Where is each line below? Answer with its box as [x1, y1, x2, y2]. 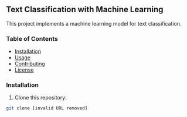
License [14, 66, 34, 73]
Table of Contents [6, 34, 59, 42]
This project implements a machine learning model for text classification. [6, 20, 182, 27]
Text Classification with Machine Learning [6, 5, 164, 15]
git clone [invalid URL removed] [6, 105, 88, 111]
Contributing [14, 61, 45, 68]
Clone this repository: [14, 94, 67, 101]
